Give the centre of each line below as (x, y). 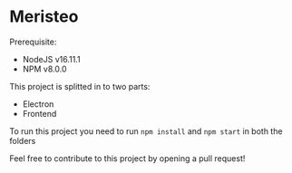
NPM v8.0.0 (44, 69)
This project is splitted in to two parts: (80, 86)
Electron (38, 104)
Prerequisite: (33, 42)
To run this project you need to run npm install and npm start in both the (146, 131)
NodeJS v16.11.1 (51, 59)
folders (23, 140)
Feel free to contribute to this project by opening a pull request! (127, 158)
